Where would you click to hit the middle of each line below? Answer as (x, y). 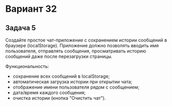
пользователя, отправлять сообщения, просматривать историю (76, 51)
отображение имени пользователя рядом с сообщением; (76, 87)
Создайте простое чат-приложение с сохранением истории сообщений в (86, 40)
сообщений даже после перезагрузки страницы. (59, 56)
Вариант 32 (31, 9)
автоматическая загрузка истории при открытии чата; (72, 82)
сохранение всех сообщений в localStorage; (61, 76)
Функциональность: (27, 66)
